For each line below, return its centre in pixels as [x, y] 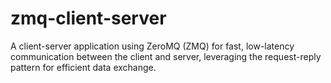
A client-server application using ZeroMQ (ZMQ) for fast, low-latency [152, 46]
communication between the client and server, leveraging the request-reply [166, 56]
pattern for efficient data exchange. [83, 67]
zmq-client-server [88, 18]
